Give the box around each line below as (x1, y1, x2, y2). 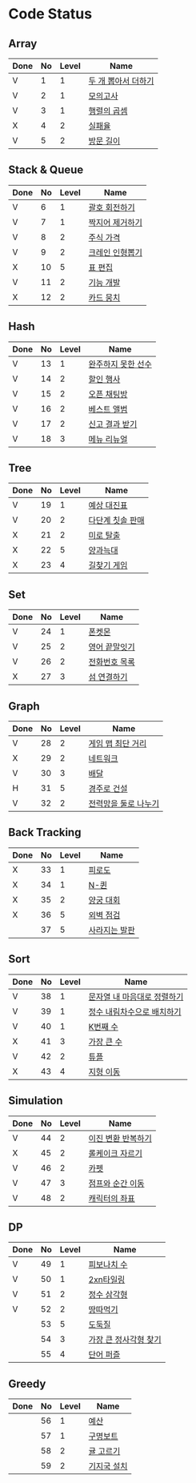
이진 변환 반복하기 (88, 1132, 152, 1143)
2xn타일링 (88, 1274, 126, 1285)
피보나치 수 (88, 1259, 128, 1270)
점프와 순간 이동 (88, 1178, 145, 1189)
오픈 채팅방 (88, 388, 128, 400)
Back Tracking (8, 826, 82, 839)
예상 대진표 (88, 500, 128, 511)
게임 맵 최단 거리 (88, 738, 147, 750)
